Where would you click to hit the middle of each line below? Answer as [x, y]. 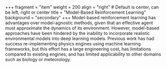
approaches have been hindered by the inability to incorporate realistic [78, 33]
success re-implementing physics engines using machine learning [73, 44]
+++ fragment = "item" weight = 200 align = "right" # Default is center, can [82, 7]
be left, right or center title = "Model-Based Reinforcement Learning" [76, 12]
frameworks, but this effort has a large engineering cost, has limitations [78, 49]
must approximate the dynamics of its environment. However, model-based [82, 28]
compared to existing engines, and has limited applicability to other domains [83, 54]
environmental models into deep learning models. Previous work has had [80, 38]
